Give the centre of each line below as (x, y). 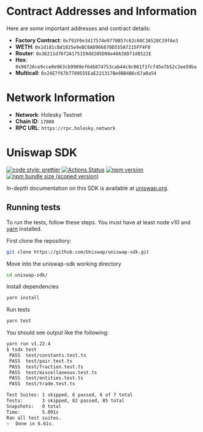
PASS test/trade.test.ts (42, 384)
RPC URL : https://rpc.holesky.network (65, 128)
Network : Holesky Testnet (48, 114)
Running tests (34, 207)
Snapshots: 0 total (34, 406)
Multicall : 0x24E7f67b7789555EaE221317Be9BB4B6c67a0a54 (86, 73)
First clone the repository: (39, 240)
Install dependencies (33, 286)
